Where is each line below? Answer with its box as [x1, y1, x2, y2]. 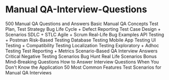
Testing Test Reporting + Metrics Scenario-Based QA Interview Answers [5, 48, 158, 54]
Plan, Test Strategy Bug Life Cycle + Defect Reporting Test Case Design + [5, 26, 161, 32]
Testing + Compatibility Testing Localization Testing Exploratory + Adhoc [5, 42, 159, 48]
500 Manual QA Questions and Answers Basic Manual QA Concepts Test [5, 21, 159, 27]
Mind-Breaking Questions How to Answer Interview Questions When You [5, 58, 159, 65]
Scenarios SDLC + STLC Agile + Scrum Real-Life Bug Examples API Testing [5, 31, 164, 37]
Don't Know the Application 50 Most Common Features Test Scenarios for [5, 64, 162, 70]
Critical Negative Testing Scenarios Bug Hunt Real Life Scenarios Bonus [5, 53, 157, 59]
